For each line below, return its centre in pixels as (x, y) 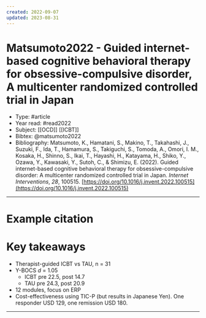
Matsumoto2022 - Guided (74, 48)
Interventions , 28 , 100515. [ (49, 182)
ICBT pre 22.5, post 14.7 (55, 276)
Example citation (50, 219)
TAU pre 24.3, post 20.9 (55, 283)
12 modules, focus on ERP (48, 290)
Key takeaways (46, 247)
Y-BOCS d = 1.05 (36, 270)
